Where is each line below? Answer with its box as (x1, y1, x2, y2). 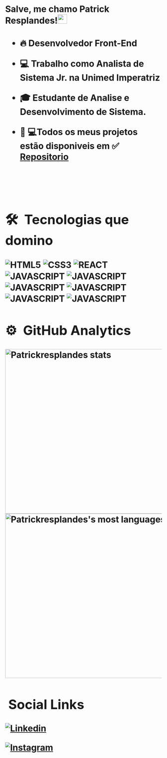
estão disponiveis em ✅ (19, 141, 119, 152)
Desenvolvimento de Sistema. (19, 106, 147, 118)
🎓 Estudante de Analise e (19, 92, 130, 104)
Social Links (8, 696, 84, 712)
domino (5, 232, 53, 249)
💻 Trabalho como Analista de (19, 58, 144, 70)
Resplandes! (5, 15, 58, 26)
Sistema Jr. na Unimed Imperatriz (19, 72, 161, 83)
